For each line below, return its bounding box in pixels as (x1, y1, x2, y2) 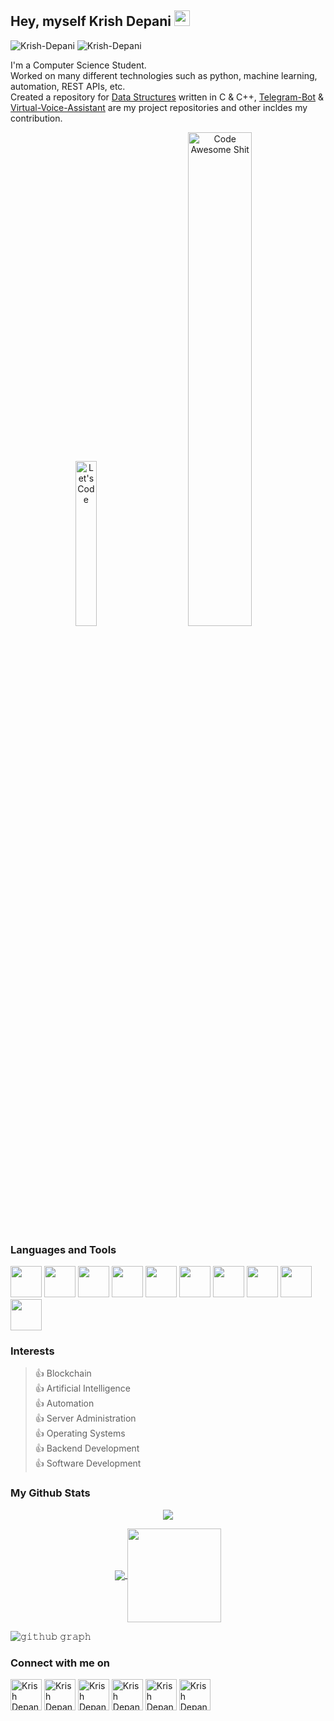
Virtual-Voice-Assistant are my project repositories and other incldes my (10, 101, 308, 113)
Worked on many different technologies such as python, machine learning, (10, 69, 318, 81)
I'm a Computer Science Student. (10, 59, 147, 71)
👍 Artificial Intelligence (34, 1382, 131, 1395)
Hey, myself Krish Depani (10, 13, 172, 30)
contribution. (10, 112, 63, 124)
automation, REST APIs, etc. (10, 80, 126, 92)
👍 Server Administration (34, 1412, 137, 1425)
